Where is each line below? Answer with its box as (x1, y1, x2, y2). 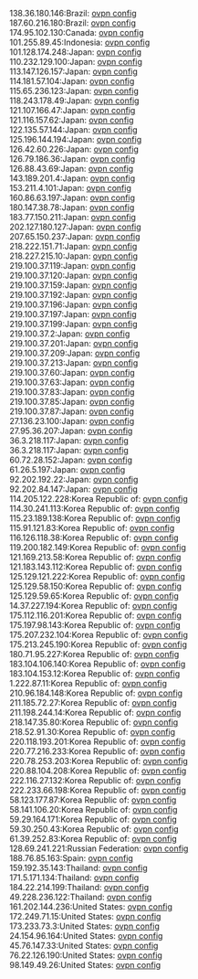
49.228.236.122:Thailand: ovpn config (9, 891, 152, 902)
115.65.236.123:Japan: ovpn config (9, 86, 140, 96)
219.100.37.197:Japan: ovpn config (9, 309, 137, 319)
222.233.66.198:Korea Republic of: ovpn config (9, 785, 187, 795)
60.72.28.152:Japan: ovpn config (9, 454, 133, 465)
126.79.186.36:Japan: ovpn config (9, 154, 136, 164)
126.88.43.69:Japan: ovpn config (9, 164, 134, 174)
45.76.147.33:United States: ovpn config (9, 941, 159, 951)
